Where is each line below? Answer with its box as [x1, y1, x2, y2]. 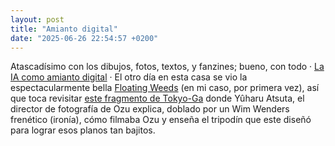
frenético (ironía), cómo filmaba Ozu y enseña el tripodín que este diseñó [10, 114, 312, 126]
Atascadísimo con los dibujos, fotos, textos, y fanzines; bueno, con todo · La [10, 61, 325, 73]
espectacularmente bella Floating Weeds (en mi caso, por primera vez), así [10, 82, 320, 94]
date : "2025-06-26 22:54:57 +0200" [10, 33, 159, 43]
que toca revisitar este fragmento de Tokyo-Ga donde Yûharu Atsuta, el [10, 92, 305, 105]
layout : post [10, 14, 65, 25]
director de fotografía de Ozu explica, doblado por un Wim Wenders [10, 103, 290, 115]
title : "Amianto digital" [10, 24, 118, 34]
